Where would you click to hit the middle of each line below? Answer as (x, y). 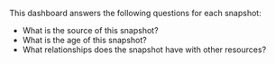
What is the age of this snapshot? (84, 40)
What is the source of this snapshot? (91, 30)
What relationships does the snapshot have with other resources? (144, 50)
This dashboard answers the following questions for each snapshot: (135, 13)
